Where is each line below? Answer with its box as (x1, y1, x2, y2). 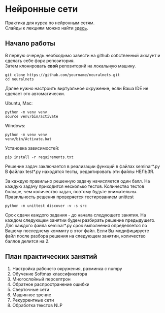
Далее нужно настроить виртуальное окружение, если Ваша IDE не (5, 85, 149, 91)
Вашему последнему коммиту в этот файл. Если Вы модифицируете (5, 228, 149, 234)
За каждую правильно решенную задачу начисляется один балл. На (5, 178, 150, 184)
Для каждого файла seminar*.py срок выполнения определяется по (5, 222, 148, 228)
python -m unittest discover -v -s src (5, 203, 87, 208)
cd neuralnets (5, 76, 34, 82)
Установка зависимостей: (5, 145, 60, 151)
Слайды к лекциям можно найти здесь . (5, 25, 89, 31)
